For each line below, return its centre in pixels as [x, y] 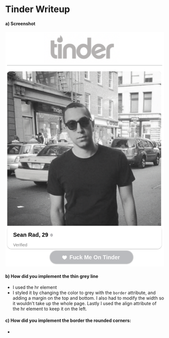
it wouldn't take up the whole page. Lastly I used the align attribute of [84, 304]
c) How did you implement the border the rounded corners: [68, 320]
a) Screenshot [20, 23]
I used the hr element [35, 287]
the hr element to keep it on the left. [50, 309]
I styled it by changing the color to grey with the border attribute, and [84, 293]
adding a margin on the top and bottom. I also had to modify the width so [88, 298]
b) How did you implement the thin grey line [52, 276]
